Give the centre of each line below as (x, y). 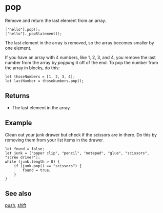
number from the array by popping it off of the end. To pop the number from (81, 62)
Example (19, 123)
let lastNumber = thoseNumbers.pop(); (44, 81)
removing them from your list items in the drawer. (54, 140)
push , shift (16, 205)
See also (18, 193)
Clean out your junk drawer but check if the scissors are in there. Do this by (81, 135)
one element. (18, 48)
